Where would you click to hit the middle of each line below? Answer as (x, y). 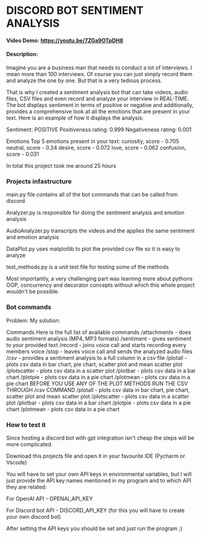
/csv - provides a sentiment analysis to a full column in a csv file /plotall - (97, 357)
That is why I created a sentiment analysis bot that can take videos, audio (97, 92)
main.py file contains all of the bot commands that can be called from (92, 194)
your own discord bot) (34, 516)
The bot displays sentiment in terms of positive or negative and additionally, (100, 105)
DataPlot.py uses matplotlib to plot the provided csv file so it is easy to (93, 249)
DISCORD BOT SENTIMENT (75, 11)
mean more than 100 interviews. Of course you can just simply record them (99, 74)
